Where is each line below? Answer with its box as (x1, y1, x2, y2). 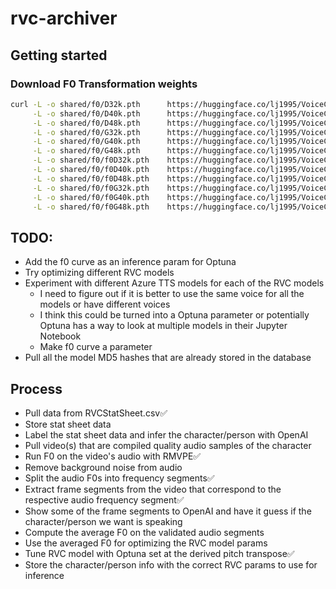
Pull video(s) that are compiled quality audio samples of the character (24, 440, 312, 451)
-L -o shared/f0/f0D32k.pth (32, 155, 150, 166)
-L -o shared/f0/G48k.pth (32, 146, 141, 156)
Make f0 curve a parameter (39, 341, 153, 353)
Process (10, 380, 63, 397)
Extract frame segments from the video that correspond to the (24, 483, 282, 495)
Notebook (39, 330, 82, 342)
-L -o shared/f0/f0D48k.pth (32, 173, 150, 184)
